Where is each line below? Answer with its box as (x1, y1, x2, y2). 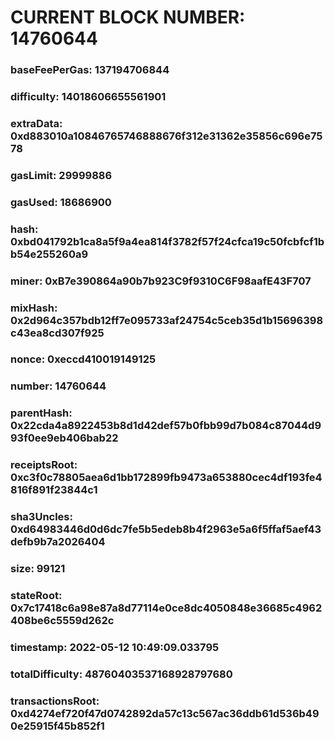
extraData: (10, 116, 63, 130)
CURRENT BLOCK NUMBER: (10, 6, 246, 29)
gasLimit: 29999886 (10, 168, 113, 182)
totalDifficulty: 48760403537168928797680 (10, 667, 233, 681)
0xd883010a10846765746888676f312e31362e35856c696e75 (10, 129, 323, 143)
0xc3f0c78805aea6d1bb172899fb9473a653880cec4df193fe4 (10, 471, 323, 485)
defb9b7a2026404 (10, 535, 106, 549)
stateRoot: (10, 589, 63, 603)
